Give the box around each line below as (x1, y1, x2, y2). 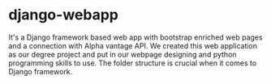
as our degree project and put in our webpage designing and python (8, 49, 237, 59)
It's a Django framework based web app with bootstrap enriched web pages (8, 32, 263, 42)
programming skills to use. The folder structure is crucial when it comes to (8, 58, 257, 68)
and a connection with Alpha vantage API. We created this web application (8, 40, 258, 50)
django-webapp (8, 6, 119, 24)
